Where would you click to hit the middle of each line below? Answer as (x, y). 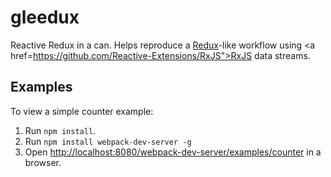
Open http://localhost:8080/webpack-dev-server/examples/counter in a (173, 152)
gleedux (45, 17)
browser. (43, 162)
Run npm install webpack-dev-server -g (108, 141)
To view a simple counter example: (82, 111)
